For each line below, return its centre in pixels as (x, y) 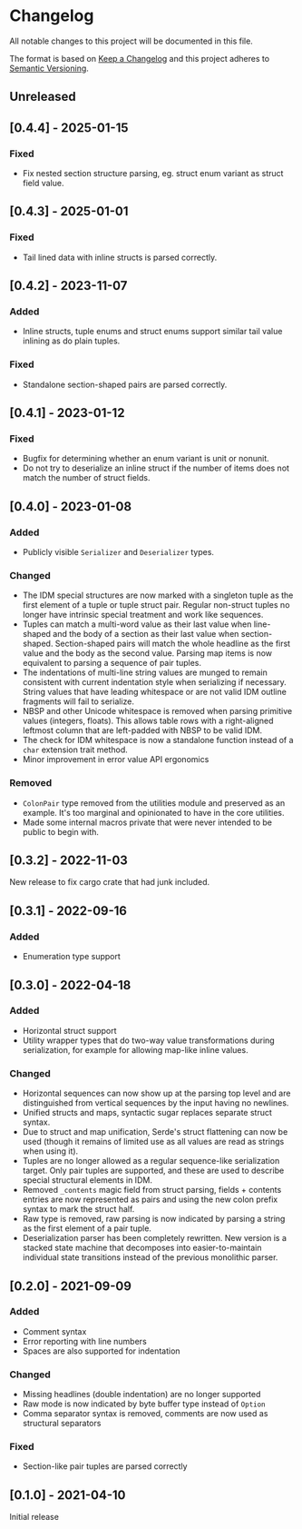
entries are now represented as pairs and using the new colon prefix (150, 1199)
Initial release (34, 1517)
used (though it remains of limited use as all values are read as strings (153, 1142)
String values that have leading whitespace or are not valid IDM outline (155, 692)
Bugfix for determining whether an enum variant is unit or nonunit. (146, 459)
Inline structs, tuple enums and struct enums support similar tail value (152, 332)
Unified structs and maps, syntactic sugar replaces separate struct (147, 1113)
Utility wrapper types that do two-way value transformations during (148, 1040)
